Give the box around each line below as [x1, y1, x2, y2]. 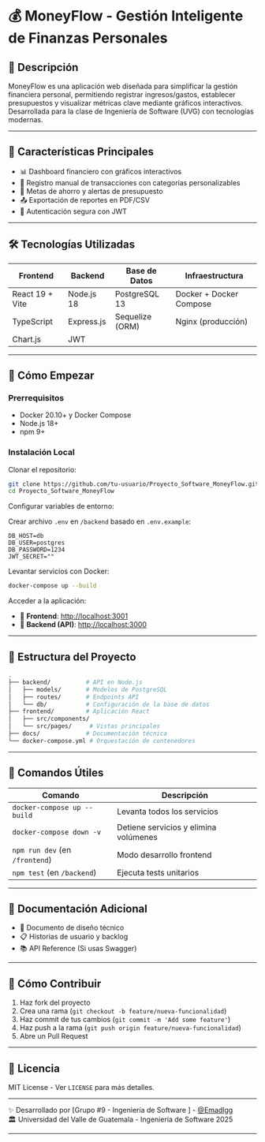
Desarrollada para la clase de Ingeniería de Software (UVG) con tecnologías [8, 106, 254, 116]
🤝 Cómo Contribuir [8, 976, 102, 991]
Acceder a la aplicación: [8, 596, 87, 606]
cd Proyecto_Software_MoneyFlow [8, 487, 114, 495]
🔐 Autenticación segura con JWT [19, 207, 128, 216]
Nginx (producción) [175, 315, 248, 327]
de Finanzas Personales [8, 29, 168, 47]
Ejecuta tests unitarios [117, 867, 200, 878]
